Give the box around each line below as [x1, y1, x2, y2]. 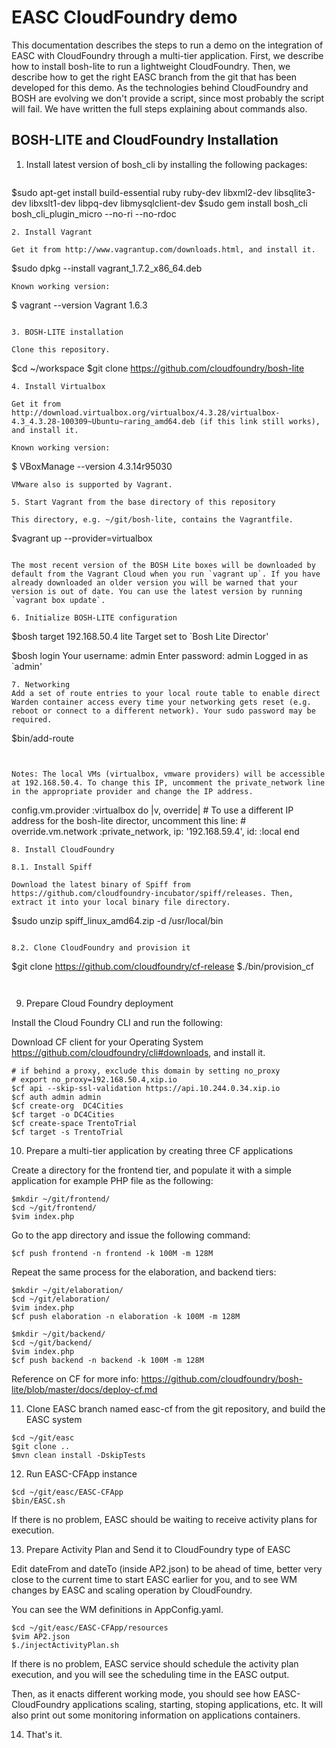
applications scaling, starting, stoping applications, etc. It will [72, 1698, 323, 1710]
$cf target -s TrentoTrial [11, 1127, 124, 1137]
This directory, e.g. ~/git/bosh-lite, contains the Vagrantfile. [11, 514, 294, 525]
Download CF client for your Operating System [11, 1036, 204, 1048]
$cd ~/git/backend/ [11, 1337, 93, 1348]
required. [11, 714, 53, 725]
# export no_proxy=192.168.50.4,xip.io [11, 1074, 178, 1085]
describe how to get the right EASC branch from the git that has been [11, 71, 298, 83]
